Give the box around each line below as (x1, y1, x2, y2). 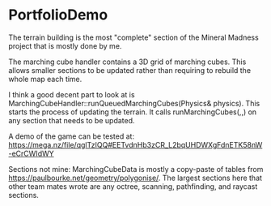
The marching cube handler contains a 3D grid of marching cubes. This (8, 57, 247, 67)
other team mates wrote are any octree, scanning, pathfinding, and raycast (8, 181, 258, 191)
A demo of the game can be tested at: (8, 131, 135, 141)
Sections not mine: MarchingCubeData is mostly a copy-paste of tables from (8, 164, 264, 174)
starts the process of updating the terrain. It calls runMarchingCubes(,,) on (8, 107, 257, 117)
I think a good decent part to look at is (8, 89, 135, 99)
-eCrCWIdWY (8, 148, 54, 158)
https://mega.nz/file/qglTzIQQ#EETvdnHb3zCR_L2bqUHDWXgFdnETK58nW (8, 139, 263, 149)
